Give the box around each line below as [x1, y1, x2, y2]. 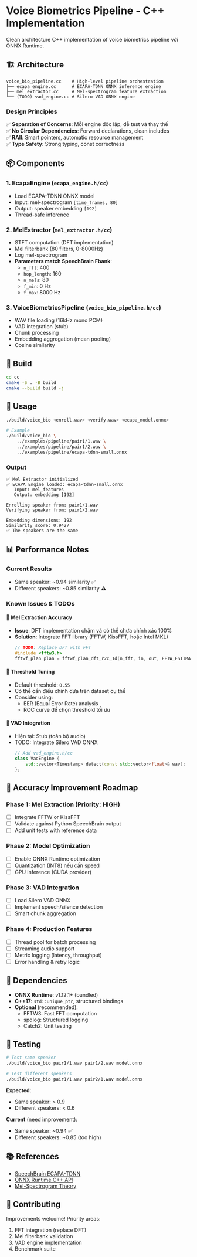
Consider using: [14, 694, 53, 701]
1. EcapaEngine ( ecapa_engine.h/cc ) [6, 179, 108, 187]
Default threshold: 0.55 [14, 681, 70, 688]
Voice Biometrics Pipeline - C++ [6, 4, 165, 18]
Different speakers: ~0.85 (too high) [14, 1133, 101, 1141]
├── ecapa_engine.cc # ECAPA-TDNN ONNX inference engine [6, 83, 161, 89]
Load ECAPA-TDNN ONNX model [14, 192, 95, 199]
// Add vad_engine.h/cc [14, 750, 73, 756]
